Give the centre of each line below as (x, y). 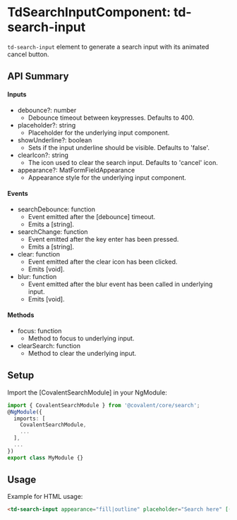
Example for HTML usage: (45, 497)
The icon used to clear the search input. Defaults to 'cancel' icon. (123, 162)
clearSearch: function (49, 345)
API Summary (38, 76)
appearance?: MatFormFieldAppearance (76, 170)
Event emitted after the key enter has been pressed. (103, 239)
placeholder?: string (47, 125)
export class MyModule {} (45, 458)
